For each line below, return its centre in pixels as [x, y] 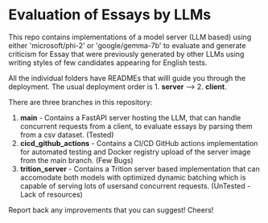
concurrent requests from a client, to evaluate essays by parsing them [136, 126]
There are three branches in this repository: [80, 102]
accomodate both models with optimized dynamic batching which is [133, 177]
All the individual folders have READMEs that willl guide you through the [127, 78]
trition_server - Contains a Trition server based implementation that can [140, 168]
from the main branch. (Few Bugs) [77, 160]
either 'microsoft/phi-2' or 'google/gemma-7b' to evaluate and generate [127, 45]
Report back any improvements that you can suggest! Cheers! [111, 209]
